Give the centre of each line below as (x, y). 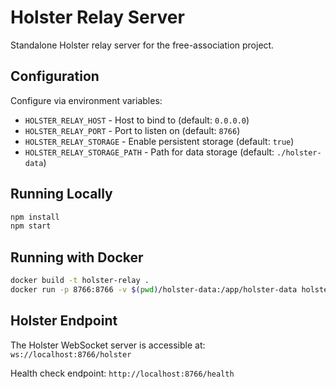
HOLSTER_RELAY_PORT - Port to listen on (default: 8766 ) (132, 130)
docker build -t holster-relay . (80, 281)
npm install (35, 217)
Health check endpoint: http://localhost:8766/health (122, 373)
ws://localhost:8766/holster (71, 354)
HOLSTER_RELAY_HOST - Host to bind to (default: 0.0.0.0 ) (137, 120)
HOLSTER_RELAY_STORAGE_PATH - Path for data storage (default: (149, 152)
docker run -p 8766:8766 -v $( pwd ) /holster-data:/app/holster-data (154, 290)
